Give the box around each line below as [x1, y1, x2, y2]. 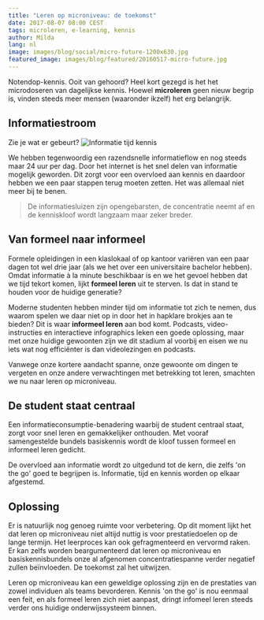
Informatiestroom [8, 117, 97, 130]
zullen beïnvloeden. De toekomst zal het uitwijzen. [8, 562, 172, 572]
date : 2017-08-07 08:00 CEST [8, 19, 104, 27]
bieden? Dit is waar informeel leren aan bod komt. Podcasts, [8, 319, 206, 329]
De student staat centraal [8, 399, 136, 412]
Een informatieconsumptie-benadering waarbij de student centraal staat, [8, 420, 244, 429]
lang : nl [8, 41, 37, 49]
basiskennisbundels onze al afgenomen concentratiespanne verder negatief [8, 555, 255, 564]
